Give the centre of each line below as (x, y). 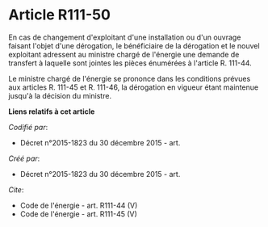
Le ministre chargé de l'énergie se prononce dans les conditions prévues (130, 78)
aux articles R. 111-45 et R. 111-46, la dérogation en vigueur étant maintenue (134, 87)
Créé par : (24, 158)
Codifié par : (28, 127)
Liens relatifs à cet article (52, 111)
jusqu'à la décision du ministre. (60, 95)
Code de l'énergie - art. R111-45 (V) (78, 214)
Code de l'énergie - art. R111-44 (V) (79, 205)
